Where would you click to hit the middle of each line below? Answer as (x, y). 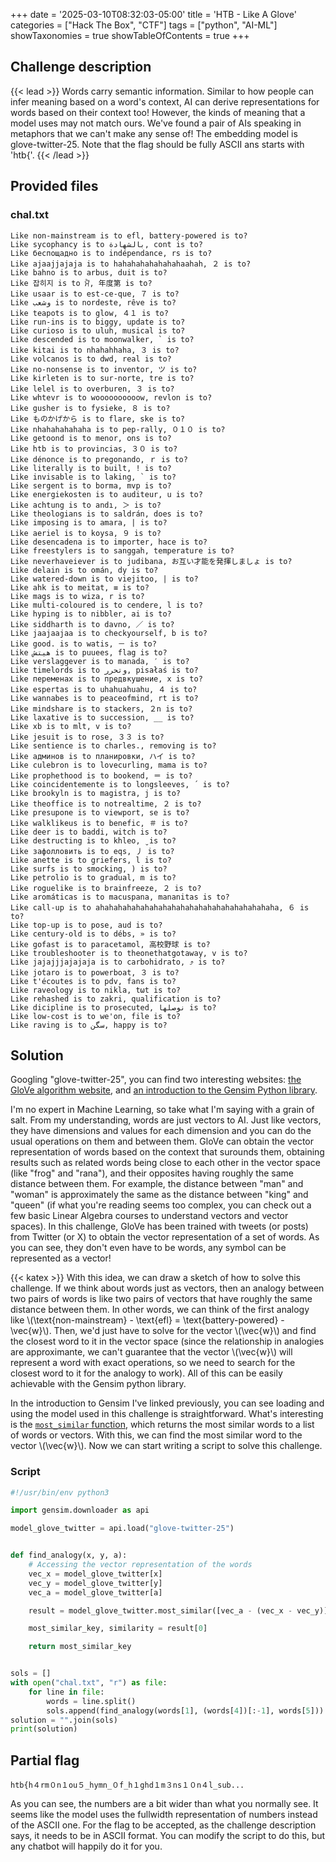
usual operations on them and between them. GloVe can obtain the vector (162, 1141)
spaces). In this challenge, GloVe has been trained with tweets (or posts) (159, 1226)
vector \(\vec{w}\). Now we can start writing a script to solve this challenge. (166, 1446)
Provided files (54, 186)
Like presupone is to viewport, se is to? (100, 812)
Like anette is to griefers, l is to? (91, 860)
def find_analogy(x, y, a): (69, 1555)
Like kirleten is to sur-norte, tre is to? (102, 378)
